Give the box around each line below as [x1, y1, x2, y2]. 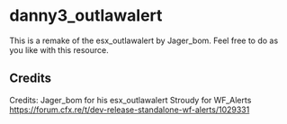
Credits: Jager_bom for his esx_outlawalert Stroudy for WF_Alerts [9, 94, 252, 105]
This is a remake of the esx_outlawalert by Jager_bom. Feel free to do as [9, 35, 279, 46]
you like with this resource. [9, 44, 110, 55]
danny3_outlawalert [9, 5, 163, 26]
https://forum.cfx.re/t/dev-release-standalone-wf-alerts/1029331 [9, 104, 250, 115]
